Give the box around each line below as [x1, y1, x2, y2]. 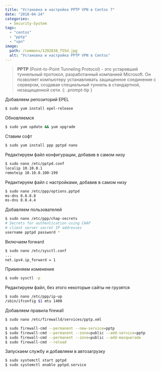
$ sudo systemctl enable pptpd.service [5, 363, 87, 368]
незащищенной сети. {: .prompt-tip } [17, 87, 92, 93]
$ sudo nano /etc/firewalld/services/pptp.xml [5, 317, 102, 322]
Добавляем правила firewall [5, 308, 64, 313]
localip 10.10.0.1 [5, 165, 43, 171]
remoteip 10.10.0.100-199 [5, 170, 58, 175]
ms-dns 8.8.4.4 [5, 198, 36, 203]
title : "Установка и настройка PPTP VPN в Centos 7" [5, 7, 115, 12]
